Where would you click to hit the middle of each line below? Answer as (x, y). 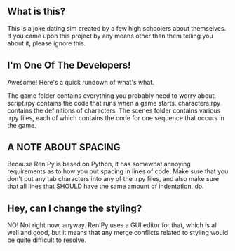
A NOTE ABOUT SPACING (64, 147)
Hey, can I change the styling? (75, 208)
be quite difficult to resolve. (47, 240)
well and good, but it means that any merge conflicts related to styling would (118, 233)
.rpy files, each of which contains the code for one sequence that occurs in (116, 117)
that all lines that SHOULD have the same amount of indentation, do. (106, 186)
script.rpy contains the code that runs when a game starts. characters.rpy (114, 103)
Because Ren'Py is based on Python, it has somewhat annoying (99, 164)
